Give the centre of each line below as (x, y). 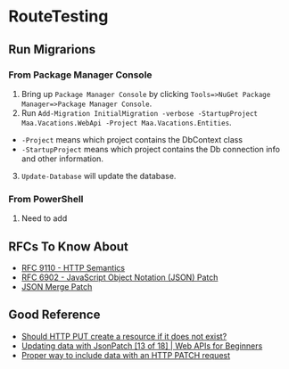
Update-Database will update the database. (99, 176)
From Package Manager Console (80, 75)
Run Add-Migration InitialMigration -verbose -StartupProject (140, 112)
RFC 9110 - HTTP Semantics (73, 267)
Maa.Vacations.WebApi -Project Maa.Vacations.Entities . (127, 122)
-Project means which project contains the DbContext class (132, 139)
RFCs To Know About (68, 246)
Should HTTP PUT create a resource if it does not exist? (124, 336)
